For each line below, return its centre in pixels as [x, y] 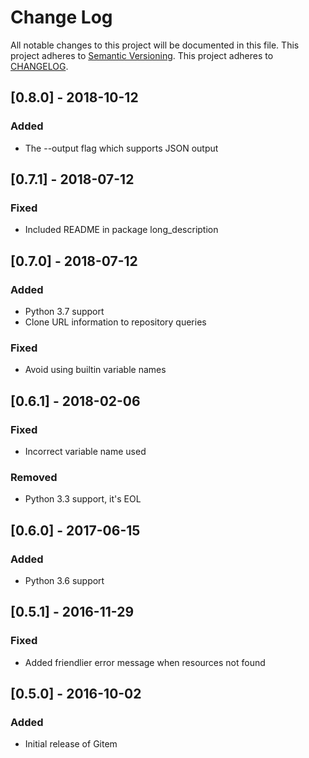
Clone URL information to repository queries [115, 322]
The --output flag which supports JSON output [121, 148]
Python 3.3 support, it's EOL [83, 499]
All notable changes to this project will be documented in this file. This [155, 45]
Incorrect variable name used [85, 451]
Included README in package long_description [121, 230]
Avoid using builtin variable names [95, 370]
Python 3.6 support [64, 580]
